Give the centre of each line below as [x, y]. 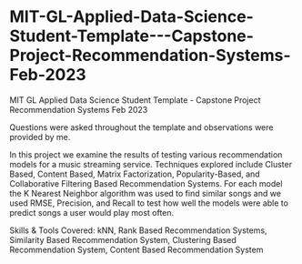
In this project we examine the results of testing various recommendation [146, 154]
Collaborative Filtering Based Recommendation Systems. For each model [146, 183]
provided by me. [40, 137]
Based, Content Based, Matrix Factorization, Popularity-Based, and [135, 174]
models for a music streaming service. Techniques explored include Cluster [151, 164]
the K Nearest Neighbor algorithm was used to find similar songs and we [146, 193]
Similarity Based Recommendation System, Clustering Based [123, 239]
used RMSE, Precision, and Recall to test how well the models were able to [149, 203]
